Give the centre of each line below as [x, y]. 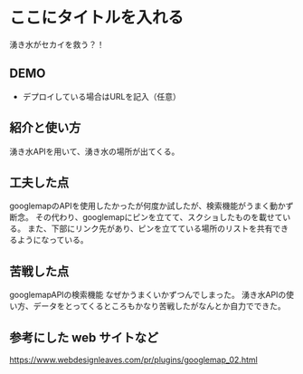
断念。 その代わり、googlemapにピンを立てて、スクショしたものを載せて [146, 217]
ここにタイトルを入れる [97, 18]
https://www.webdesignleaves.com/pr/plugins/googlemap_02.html [133, 360]
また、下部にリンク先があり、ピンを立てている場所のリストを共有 [150, 229]
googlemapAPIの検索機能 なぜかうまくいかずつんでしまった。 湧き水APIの [148, 295]
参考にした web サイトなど [84, 337]
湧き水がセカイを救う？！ [57, 44]
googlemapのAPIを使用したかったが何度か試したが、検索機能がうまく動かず [151, 206]
